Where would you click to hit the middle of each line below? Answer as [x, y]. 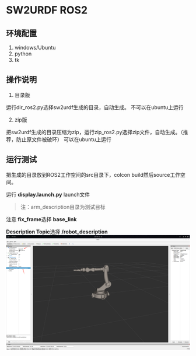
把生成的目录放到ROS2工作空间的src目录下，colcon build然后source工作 [93, 174]
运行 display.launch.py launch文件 [48, 194]
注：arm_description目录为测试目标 [63, 207]
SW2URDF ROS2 [47, 10]
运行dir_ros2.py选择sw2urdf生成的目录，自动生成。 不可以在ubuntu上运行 [95, 107]
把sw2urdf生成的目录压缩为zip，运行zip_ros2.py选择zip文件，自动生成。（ [94, 132]
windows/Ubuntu [35, 48]
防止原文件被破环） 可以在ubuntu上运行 [64, 139]
